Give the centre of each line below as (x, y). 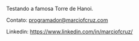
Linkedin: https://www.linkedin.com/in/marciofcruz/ (69, 31)
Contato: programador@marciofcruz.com (57, 20)
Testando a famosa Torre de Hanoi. (50, 9)
